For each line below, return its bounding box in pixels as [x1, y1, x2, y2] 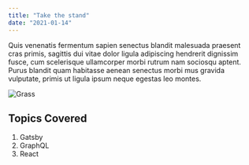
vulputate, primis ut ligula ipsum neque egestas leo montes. [8, 74, 202, 83]
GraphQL [19, 141, 50, 150]
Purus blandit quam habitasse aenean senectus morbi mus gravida [8, 65, 225, 75]
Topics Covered [8, 112, 87, 125]
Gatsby [19, 133, 43, 142]
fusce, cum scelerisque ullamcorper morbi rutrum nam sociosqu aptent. [8, 57, 242, 67]
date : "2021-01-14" [8, 19, 72, 27]
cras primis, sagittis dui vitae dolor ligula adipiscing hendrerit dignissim [8, 49, 239, 58]
